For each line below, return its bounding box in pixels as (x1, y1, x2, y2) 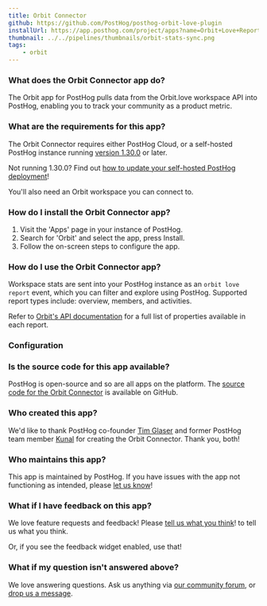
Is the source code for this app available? (8, 361, 170, 372)
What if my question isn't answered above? (8, 562, 179, 573)
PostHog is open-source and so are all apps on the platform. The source (8, 379, 245, 389)
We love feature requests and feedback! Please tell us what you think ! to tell (8, 518, 257, 528)
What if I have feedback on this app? (8, 500, 153, 511)
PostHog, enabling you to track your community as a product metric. (8, 101, 233, 111)
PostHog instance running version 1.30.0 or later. (8, 148, 168, 157)
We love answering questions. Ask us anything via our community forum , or (8, 580, 256, 589)
